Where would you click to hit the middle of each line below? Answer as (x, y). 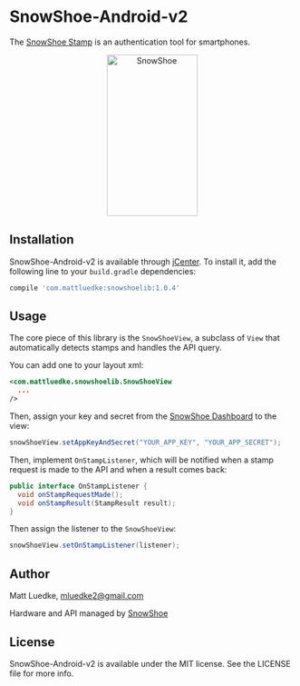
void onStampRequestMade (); (71, 494)
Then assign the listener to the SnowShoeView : (93, 529)
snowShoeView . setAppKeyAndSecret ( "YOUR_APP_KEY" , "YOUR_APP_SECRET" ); (145, 442)
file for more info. (42, 673)
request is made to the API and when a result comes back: (118, 469)
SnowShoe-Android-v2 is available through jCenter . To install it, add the (143, 262)
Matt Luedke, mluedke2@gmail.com (77, 596)
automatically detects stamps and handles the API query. (116, 348)
